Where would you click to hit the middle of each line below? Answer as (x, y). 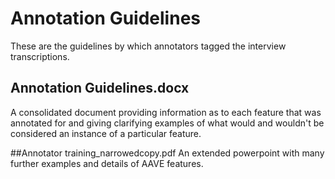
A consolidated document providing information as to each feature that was (166, 112)
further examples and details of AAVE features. (107, 163)
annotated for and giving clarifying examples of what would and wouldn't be (167, 123)
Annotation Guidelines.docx (100, 88)
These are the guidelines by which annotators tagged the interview (148, 46)
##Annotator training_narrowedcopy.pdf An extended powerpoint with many (167, 153)
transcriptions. (40, 56)
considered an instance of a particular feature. (106, 133)
